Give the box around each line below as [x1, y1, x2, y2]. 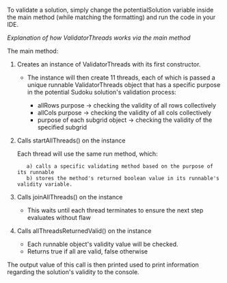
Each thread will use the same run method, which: [16, 150, 159, 158]
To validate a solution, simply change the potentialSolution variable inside [7, 6, 214, 14]
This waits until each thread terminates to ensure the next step [27, 206, 204, 214]
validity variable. [16, 181, 73, 188]
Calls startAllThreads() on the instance [16, 136, 126, 145]
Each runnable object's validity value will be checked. [27, 240, 179, 248]
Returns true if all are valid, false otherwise [27, 247, 148, 256]
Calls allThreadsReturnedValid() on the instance [16, 227, 152, 235]
